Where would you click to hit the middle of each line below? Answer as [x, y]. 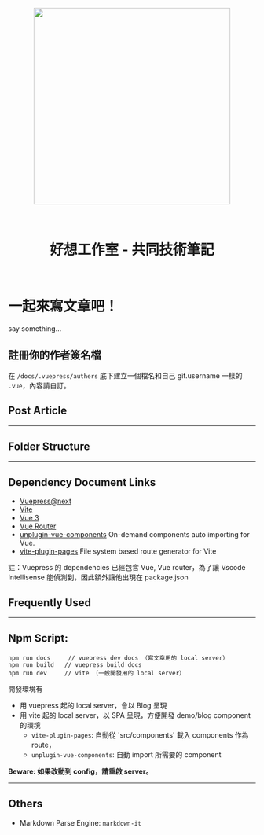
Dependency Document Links [82, 482]
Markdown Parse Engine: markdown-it [80, 822]
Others [26, 804]
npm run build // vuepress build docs [75, 664]
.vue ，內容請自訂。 [39, 385]
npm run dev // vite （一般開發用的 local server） [97, 673]
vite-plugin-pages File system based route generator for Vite [118, 551]
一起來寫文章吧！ [64, 306]
